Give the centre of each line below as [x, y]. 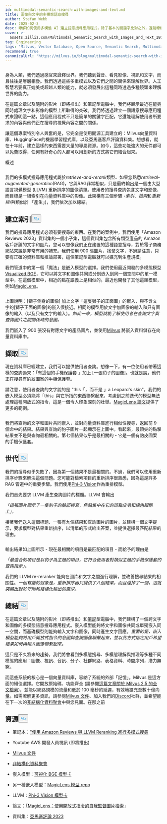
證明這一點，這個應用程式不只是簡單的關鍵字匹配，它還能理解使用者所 [85, 117]
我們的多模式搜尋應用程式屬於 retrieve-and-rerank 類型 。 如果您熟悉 [73, 177]
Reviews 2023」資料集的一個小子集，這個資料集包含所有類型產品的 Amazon [83, 238]
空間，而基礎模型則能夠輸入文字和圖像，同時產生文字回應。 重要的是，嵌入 [85, 631]
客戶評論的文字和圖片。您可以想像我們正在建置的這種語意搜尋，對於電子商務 [83, 245]
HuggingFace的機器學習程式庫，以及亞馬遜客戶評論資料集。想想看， [84, 139]
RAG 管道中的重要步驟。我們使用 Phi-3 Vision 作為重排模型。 [66, 484]
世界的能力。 [18, 94]
